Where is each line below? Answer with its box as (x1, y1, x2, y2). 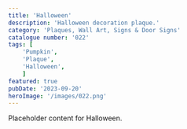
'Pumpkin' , (22, 48, 58, 56)
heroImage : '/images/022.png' (8, 92, 108, 100)
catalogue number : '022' (8, 33, 90, 42)
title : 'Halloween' (8, 11, 72, 20)
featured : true (8, 77, 58, 85)
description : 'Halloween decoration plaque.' (8, 19, 159, 27)
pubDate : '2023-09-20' (8, 84, 82, 93)
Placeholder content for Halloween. (8, 113, 123, 123)
